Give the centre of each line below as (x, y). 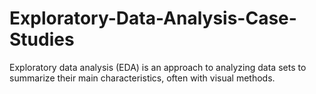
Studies (42, 39)
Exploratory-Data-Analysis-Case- (153, 18)
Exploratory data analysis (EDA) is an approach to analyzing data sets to (158, 67)
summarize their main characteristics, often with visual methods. (142, 78)
